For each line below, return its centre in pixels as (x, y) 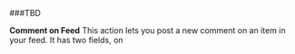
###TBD (25, 13)
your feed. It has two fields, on (67, 40)
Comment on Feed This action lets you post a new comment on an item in (147, 30)
